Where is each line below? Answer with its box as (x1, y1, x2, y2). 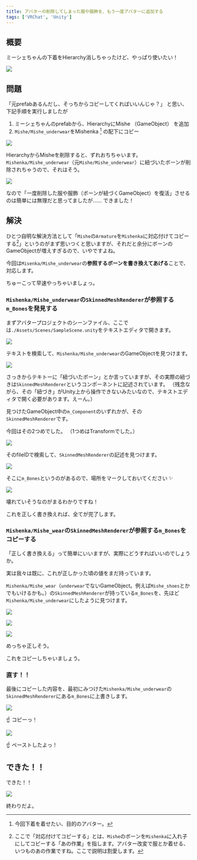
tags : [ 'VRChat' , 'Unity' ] (6, 14, 72, 20)
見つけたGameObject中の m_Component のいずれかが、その (6, 407, 142, 414)
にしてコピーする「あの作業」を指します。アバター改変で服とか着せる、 (14, 840, 189, 847)
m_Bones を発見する (6, 305, 58, 313)
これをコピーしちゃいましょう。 (6, 655, 83, 662)
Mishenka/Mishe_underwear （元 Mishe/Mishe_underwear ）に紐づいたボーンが (6, 158, 186, 166)
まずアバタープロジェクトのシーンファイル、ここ (6, 319, 124, 326)
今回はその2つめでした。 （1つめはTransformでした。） (6, 427, 138, 434)
